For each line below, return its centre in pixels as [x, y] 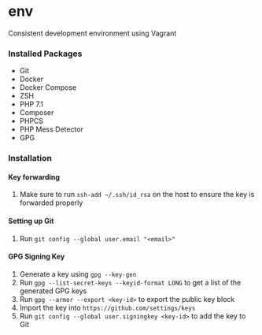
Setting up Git [31, 221]
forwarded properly [51, 203]
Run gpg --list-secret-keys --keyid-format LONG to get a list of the [130, 282]
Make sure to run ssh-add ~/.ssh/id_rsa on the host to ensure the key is [137, 195]
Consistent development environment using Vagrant [92, 33]
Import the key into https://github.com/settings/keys [107, 307]
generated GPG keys [53, 291]
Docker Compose [48, 87]
